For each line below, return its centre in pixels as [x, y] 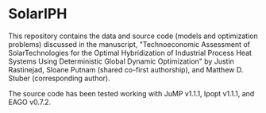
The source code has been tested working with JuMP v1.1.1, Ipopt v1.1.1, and [131, 93]
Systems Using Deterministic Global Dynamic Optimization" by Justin [121, 61]
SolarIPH [38, 14]
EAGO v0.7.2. [30, 102]
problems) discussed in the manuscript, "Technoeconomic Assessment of [129, 44]
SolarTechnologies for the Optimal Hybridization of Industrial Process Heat [130, 53]
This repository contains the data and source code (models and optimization [133, 36]
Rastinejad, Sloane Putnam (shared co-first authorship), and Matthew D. [126, 69]
